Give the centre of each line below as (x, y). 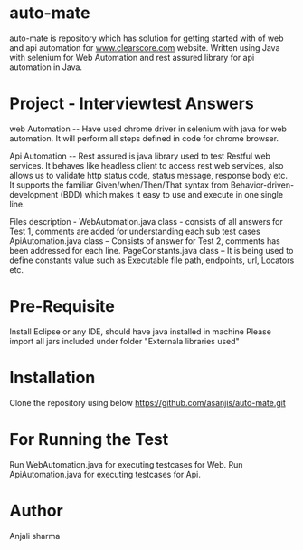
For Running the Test (89, 439)
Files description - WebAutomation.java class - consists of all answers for (146, 221)
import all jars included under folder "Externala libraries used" (124, 341)
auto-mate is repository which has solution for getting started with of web (147, 38)
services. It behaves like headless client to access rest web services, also (147, 165)
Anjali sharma (35, 536)
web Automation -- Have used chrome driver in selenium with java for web (148, 129)
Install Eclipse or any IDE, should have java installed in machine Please (140, 331)
